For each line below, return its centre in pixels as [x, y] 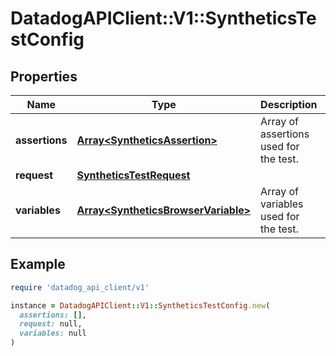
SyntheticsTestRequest [133, 175]
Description [289, 104]
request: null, [51, 324]
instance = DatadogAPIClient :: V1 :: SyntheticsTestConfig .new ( [140, 305]
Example [38, 264]
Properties [44, 76]
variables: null [53, 333]
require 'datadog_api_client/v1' [80, 287]
